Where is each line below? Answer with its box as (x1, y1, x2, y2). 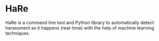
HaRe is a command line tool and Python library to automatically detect (5, 19, 154, 25)
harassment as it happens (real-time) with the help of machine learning (5, 24, 154, 30)
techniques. (5, 30, 30, 36)
